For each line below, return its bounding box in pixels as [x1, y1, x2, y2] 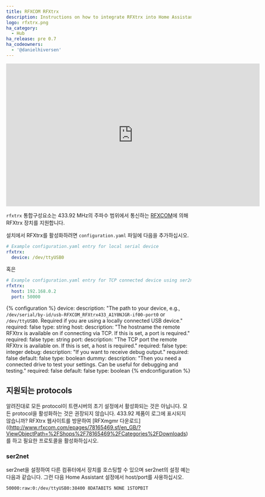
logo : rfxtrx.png [6, 19, 49, 25]
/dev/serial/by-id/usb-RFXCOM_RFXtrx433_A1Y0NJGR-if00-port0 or [6, 310, 166, 318]
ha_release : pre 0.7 [6, 36, 57, 42]
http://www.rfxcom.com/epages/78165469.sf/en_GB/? [9, 423, 141, 430]
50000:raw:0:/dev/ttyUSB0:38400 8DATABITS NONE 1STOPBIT [6, 485, 149, 491]
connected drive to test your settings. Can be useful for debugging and [6, 360, 178, 368]
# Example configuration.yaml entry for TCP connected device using [6, 277, 177, 283]
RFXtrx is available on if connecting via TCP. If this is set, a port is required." [6, 329, 190, 336]
